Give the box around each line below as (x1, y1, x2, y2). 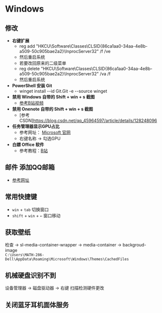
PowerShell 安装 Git (12, 83, 52, 88)
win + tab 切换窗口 (12, 207, 49, 212)
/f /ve (99, 49, 111, 54)
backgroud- (122, 242, 146, 248)
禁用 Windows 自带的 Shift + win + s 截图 (12, 94, 95, 100)
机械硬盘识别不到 (5, 271, 56, 279)
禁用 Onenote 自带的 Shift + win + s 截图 (12, 106, 93, 112)
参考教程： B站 (19, 148, 48, 154)
